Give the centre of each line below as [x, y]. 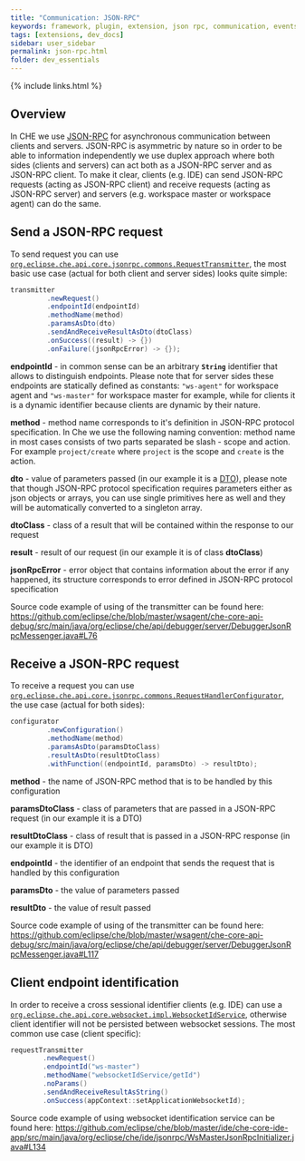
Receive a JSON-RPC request [95, 664]
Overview [38, 114]
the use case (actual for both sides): [78, 705]
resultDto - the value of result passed [81, 907]
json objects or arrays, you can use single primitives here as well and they [148, 498]
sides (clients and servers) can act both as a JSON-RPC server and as [141, 165]
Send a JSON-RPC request [87, 232]
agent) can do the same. [56, 203]
